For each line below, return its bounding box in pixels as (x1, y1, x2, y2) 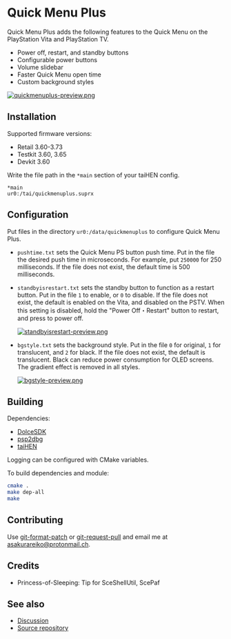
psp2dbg (17, 435, 43, 443)
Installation (7, 111, 57, 123)
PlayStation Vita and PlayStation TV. (7, 35, 109, 43)
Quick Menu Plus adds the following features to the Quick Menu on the (7, 28, 208, 36)
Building (7, 395, 43, 408)
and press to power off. (17, 314, 84, 322)
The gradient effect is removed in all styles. (17, 362, 140, 371)
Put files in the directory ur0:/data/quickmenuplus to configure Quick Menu (7, 227, 221, 235)
